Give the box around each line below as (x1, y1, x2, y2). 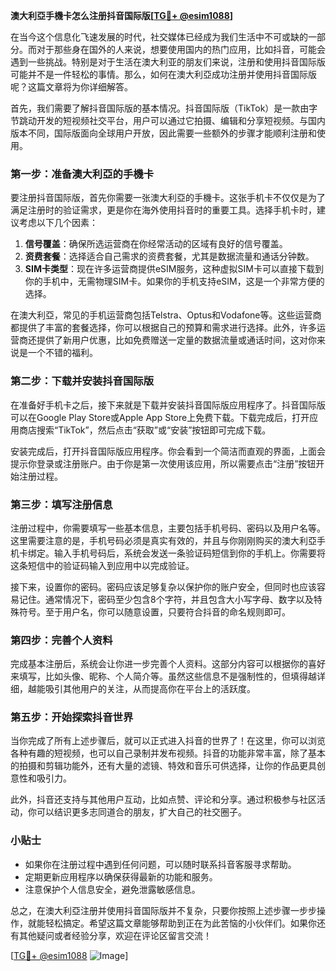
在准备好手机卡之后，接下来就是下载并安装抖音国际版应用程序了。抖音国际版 (10, 399, 326, 411)
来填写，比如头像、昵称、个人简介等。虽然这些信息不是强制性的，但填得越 (10, 670, 317, 683)
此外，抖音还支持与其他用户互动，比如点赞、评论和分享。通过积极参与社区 (10, 794, 317, 806)
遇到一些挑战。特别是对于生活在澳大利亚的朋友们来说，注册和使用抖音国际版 (10, 56, 326, 68)
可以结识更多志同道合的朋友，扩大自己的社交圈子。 (36, 806, 247, 818)
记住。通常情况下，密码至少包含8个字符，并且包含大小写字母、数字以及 (18, 593, 314, 605)
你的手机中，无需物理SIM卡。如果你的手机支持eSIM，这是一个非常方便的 (24, 275, 325, 288)
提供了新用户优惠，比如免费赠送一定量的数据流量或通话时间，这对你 (36, 334, 317, 346)
